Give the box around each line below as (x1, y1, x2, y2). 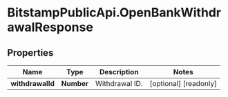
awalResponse (7, 19, 93, 35)
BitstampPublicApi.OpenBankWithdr (7, 5, 222, 21)
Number (61, 79, 89, 88)
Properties (7, 47, 54, 58)
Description (99, 67, 140, 76)
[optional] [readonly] (149, 79, 218, 88)
